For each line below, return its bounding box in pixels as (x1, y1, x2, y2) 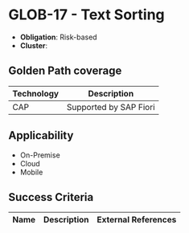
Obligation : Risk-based (19, 32, 98, 42)
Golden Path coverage (8, 64, 122, 78)
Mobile (19, 167, 43, 177)
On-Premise (19, 150, 60, 160)
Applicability (8, 129, 74, 142)
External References (97, 215, 177, 226)
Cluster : (19, 40, 48, 50)
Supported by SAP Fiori (67, 101, 155, 112)
